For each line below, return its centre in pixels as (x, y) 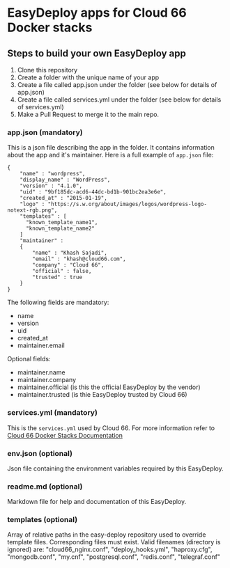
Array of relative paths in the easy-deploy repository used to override (107, 535)
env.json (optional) (40, 453)
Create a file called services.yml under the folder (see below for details (119, 100)
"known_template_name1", (62, 223)
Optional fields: (29, 359)
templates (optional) (43, 520)
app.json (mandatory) (45, 132)
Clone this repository (47, 70)
